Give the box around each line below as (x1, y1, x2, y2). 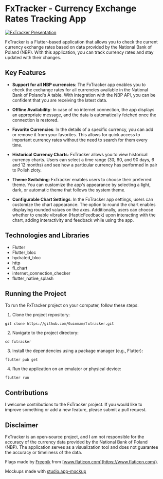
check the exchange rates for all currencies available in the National (12, 86, 148, 93)
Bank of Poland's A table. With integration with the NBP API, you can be (12, 92, 156, 98)
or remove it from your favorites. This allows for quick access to (12, 131, 140, 137)
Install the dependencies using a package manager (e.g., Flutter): (12, 348, 143, 354)
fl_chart (12, 265, 28, 271)
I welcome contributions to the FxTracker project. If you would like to (5, 401, 143, 408)
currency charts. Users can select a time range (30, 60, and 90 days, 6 (12, 157, 155, 163)
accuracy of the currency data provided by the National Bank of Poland (5, 439, 148, 445)
